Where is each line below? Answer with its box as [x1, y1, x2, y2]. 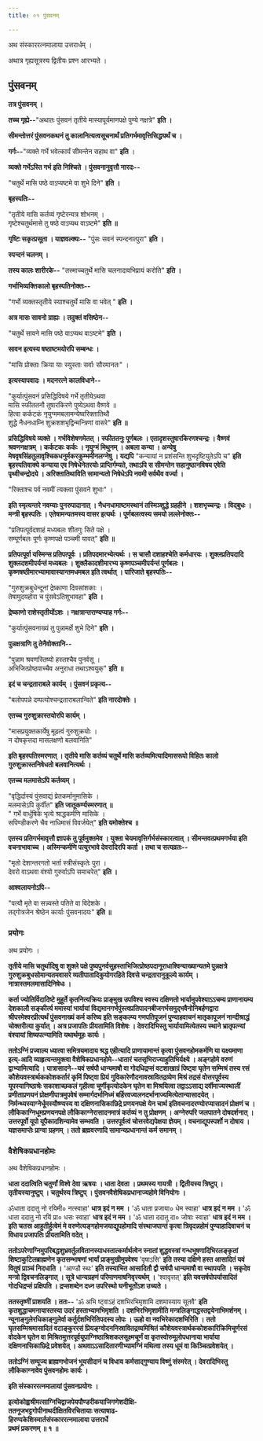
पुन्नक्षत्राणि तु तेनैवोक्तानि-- [8, 639, 72, 649]
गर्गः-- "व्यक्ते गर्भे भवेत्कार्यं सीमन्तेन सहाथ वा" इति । [8, 147, 136, 156]
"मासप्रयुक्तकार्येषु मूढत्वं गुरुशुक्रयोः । [8, 726, 98, 736]
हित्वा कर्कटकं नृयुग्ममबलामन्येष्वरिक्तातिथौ [8, 410, 110, 419]
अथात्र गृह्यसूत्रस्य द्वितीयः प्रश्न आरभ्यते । [8, 56, 108, 65]
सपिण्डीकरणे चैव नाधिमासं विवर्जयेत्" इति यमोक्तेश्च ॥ [8, 818, 139, 828]
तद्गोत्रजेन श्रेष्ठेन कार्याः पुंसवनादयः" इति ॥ [8, 907, 111, 917]
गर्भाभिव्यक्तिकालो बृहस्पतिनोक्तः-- [8, 281, 91, 291]
